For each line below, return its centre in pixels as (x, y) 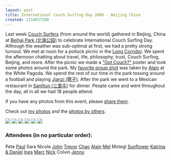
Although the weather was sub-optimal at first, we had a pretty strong (79, 46)
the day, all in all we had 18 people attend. (49, 92)
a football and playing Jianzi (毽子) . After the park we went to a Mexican (81, 79)
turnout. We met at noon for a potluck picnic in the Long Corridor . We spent (85, 51)
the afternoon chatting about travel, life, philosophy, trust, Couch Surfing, (82, 57)
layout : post (19, 10)
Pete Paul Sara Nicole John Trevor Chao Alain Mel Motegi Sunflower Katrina (85, 146)
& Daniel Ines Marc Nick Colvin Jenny (45, 152)
